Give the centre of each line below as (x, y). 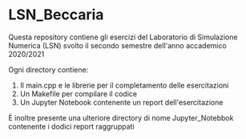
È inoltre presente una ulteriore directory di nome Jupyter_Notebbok (121, 117)
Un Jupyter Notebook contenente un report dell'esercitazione (121, 102)
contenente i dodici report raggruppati (71, 126)
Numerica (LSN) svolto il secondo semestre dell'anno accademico (117, 45)
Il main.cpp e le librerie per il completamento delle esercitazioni (124, 85)
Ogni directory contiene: (48, 69)
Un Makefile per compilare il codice (79, 93)
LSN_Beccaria (56, 15)
